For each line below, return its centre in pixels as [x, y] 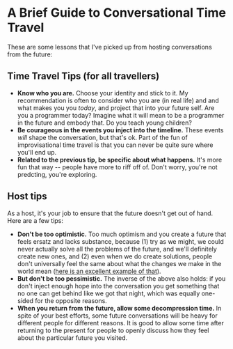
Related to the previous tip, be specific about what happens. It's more [120, 160]
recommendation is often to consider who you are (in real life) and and [118, 100]
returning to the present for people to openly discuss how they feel [113, 330]
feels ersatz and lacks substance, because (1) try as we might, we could [120, 241]
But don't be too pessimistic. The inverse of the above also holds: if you [121, 278]
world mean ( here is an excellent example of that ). [89, 271]
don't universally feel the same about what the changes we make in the [119, 263]
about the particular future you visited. [72, 338]
